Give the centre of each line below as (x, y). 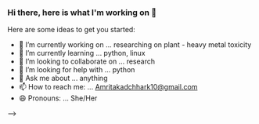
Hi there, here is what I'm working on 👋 (82, 13)
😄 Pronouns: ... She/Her (58, 98)
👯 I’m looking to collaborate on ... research (87, 61)
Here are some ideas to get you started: (72, 30)
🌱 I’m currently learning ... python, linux (82, 53)
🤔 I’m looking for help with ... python (77, 70)
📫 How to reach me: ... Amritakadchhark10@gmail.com (108, 87)
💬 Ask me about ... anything (63, 78)
